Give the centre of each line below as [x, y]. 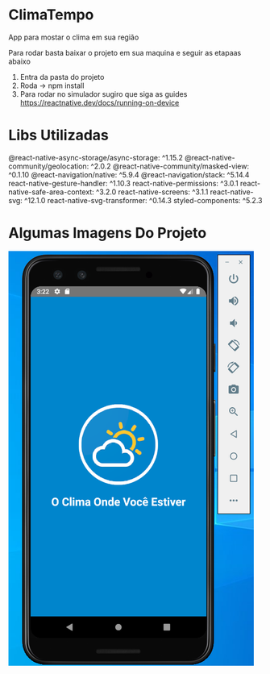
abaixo [19, 61]
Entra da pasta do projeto [62, 77]
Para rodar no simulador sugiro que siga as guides [104, 94]
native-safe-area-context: [51, 192]
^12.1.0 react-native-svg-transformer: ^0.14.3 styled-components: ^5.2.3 [143, 200]
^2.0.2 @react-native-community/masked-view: [170, 166]
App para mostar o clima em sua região [74, 37]
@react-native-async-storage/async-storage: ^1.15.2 [96, 157]
